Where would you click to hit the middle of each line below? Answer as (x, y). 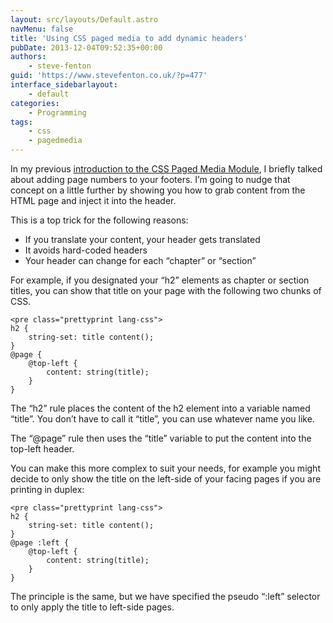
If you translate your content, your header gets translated (142, 239)
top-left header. (42, 449)
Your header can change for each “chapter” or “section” (140, 260)
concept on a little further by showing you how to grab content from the (158, 190)
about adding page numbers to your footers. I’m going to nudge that (150, 179)
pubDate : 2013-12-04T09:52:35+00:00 (86, 47)
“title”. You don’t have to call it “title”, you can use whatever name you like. (162, 419)
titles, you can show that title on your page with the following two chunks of (166, 290)
